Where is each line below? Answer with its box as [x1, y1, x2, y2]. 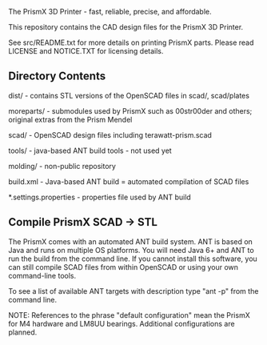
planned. [8, 327, 38, 337]
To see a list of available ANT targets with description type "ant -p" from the [8, 286, 259, 295]
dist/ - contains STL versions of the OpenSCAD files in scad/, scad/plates [8, 90, 250, 100]
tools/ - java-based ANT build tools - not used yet [8, 146, 172, 155]
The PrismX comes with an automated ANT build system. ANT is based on [8, 236, 253, 247]
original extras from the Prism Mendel [8, 114, 133, 124]
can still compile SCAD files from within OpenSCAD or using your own [8, 262, 238, 271]
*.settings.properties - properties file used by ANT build [8, 192, 192, 202]
